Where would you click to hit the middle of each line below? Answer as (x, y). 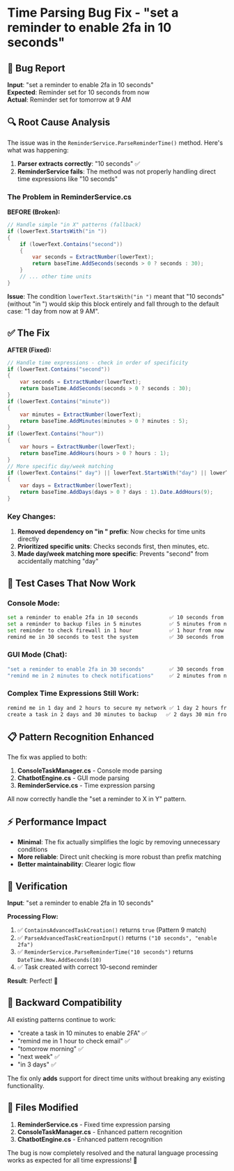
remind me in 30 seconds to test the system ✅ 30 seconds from (116, 637)
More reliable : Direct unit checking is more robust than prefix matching (119, 857)
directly (28, 539)
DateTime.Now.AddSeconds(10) (60, 960)
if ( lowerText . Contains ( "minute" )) (59, 401)
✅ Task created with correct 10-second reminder (87, 967)
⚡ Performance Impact (57, 822)
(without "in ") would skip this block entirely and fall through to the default (113, 304)
